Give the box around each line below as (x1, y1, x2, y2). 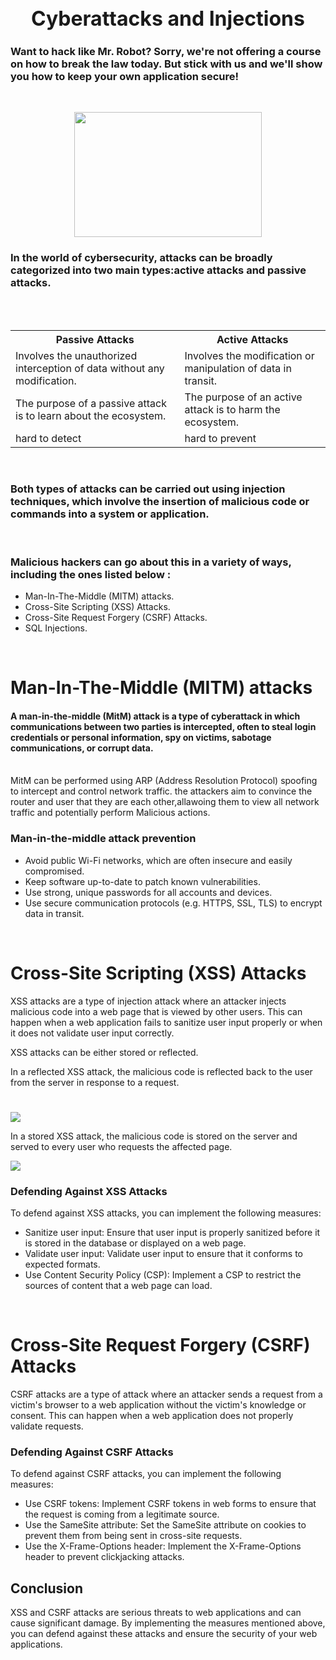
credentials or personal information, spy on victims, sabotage (10, 731, 272, 743)
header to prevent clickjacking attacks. (24, 1551, 185, 1563)
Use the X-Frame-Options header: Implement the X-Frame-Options (24, 1540, 302, 1552)
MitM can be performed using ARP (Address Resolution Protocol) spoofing (10, 775, 318, 787)
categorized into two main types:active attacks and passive (10, 263, 307, 277)
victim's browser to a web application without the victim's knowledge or (10, 1399, 307, 1411)
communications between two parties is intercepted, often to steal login (10, 720, 317, 732)
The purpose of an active (184, 390, 303, 404)
